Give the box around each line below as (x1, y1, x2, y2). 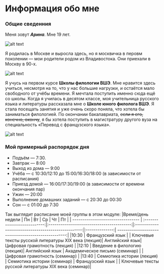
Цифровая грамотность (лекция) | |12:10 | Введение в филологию (5, 243, 141, 248)
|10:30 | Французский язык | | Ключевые (70, 232, 154, 238)
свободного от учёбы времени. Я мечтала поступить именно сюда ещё (5, 90, 156, 96)
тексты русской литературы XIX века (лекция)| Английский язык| (5, 237, 142, 243)
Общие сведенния (5, 21, 51, 27)
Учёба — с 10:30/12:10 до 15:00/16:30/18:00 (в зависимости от (12, 170, 141, 176)
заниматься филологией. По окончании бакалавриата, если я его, (5, 111, 143, 117)
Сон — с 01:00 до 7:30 (12, 202, 59, 208)
